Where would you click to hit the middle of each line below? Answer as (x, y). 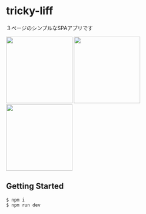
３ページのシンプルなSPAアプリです (49, 28)
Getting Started (35, 187)
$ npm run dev (24, 205)
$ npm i (16, 200)
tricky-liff (30, 11)
